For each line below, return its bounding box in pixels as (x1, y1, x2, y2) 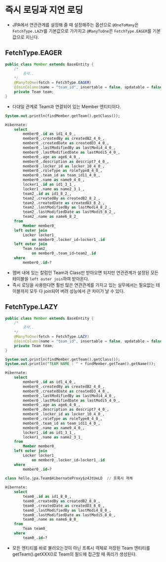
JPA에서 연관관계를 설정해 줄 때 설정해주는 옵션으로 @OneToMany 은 (12, 22, 139, 28)
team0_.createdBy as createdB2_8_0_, (23, 498, 100, 504)
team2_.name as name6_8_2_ (23, 214, 79, 219)
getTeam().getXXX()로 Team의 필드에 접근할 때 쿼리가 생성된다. (12, 551, 137, 557)
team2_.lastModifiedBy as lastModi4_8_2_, (23, 205, 112, 210)
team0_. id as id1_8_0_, (23, 494, 72, 499)
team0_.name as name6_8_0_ (23, 517, 79, 522)
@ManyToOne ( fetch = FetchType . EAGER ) (14, 80, 92, 85)
